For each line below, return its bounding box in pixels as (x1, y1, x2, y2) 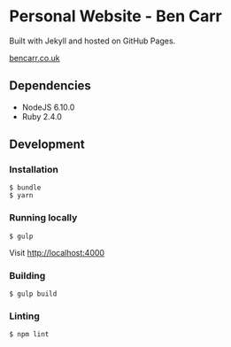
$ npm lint (9, 330, 50, 339)
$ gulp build (9, 289, 58, 298)
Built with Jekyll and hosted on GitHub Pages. (9, 35, 176, 46)
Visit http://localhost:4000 (9, 247, 104, 258)
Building (9, 269, 46, 281)
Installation (9, 164, 59, 176)
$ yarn (9, 191, 34, 200)
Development (9, 137, 86, 152)
